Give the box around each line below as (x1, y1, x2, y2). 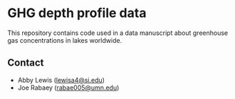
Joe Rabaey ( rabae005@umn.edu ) (17, 83, 120, 92)
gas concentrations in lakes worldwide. (7, 36, 122, 44)
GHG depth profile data (7, 5, 147, 21)
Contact (7, 57, 44, 69)
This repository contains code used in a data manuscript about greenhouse (7, 28, 229, 37)
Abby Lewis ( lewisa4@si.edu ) (17, 75, 105, 84)
